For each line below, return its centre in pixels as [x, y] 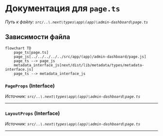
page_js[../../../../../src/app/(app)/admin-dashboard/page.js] [80, 57]
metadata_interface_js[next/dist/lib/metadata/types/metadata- [79, 65]
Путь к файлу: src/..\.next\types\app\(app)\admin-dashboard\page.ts [77, 22]
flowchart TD [18, 48]
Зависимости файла [38, 37]
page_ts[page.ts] [31, 52]
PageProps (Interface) [30, 86]
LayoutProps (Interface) [33, 113]
